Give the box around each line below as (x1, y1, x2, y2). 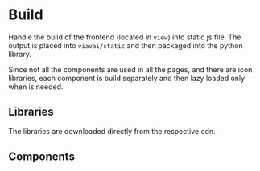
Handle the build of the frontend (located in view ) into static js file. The (8, 32, 241, 42)
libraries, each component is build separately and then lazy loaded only (8, 73, 246, 83)
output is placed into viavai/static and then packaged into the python (8, 40, 243, 50)
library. (8, 49, 32, 59)
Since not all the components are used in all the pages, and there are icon (8, 64, 253, 74)
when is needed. (8, 82, 64, 92)
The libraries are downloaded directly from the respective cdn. (8, 126, 216, 136)
